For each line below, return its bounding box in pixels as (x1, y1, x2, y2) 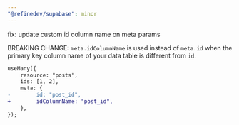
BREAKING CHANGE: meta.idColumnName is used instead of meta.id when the (7, 43, 233, 52)
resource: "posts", (20, 72, 78, 79)
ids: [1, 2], (20, 78, 59, 85)
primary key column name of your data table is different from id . (7, 51, 196, 60)
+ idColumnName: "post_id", (7, 98, 113, 105)
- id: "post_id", (7, 92, 81, 99)
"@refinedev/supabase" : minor (7, 10, 98, 18)
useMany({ (7, 65, 37, 72)
